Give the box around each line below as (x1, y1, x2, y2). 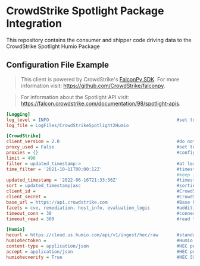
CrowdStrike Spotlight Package (6, 4, 164, 18)
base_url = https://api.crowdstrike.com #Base (6, 199, 190, 205)
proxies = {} (6, 150, 39, 156)
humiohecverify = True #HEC (6, 254, 187, 260)
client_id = (6, 188, 36, 194)
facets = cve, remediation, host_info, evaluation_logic (6, 205, 151, 211)
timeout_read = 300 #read (6, 216, 190, 222)
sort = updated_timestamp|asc (6, 183, 82, 189)
